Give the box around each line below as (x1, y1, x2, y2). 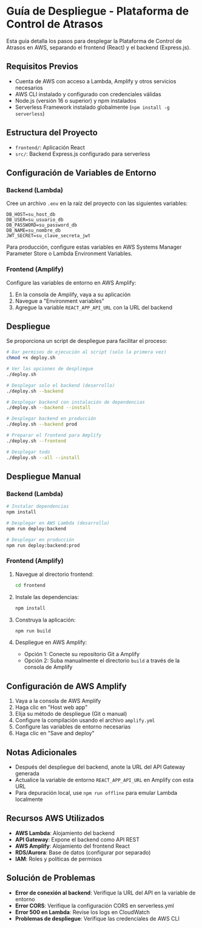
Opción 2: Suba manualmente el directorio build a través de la (24, 657, 180, 664)
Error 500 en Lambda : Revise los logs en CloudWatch (15, 908, 150, 916)
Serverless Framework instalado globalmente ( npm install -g (15, 103, 170, 111)
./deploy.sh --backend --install (6, 404, 91, 411)
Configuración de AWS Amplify (6, 681, 127, 691)
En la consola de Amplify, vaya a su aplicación (15, 291, 131, 298)
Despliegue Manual (6, 471, 81, 482)
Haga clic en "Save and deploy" (15, 730, 95, 737)
